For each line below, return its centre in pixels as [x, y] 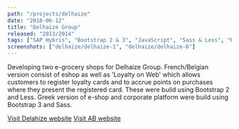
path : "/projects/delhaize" [49, 14]
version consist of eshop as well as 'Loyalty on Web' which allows [104, 74]
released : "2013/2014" [41, 34]
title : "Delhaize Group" [44, 27]
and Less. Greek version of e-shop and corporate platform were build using [118, 97]
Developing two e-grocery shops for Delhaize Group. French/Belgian [108, 67]
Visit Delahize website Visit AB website [64, 118]
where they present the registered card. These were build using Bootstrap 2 [118, 90]
